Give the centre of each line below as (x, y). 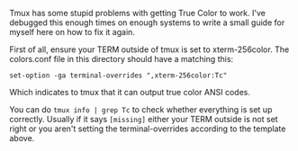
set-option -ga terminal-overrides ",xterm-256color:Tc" (118, 75)
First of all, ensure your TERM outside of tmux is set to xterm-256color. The (149, 49)
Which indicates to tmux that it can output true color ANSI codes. (130, 92)
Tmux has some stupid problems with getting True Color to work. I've (137, 13)
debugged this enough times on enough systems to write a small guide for (147, 22)
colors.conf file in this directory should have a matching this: (122, 59)
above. (22, 138)
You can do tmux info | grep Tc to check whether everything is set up (141, 110)
